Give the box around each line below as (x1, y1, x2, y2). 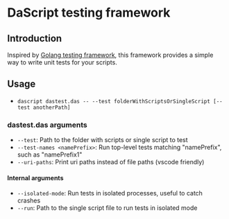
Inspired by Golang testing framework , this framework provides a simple (7, 51, 214, 59)
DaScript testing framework (7, 5, 171, 21)
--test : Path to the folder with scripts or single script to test (17, 136, 189, 144)
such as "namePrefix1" (17, 150, 83, 159)
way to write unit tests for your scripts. (7, 58, 118, 67)
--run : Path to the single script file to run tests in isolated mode (17, 204, 198, 212)
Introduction (7, 33, 62, 44)
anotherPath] (33, 104, 71, 111)
